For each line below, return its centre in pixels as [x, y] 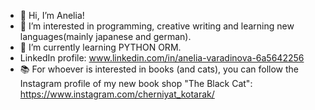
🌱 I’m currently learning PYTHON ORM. [100, 47]
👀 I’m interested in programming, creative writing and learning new [157, 26]
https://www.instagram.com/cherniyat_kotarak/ [117, 94]
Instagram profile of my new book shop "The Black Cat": [136, 83]
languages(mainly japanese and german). [105, 36]
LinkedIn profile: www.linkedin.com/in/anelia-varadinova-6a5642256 [162, 58]
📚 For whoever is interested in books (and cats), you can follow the [159, 69]
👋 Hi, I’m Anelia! [52, 15]
